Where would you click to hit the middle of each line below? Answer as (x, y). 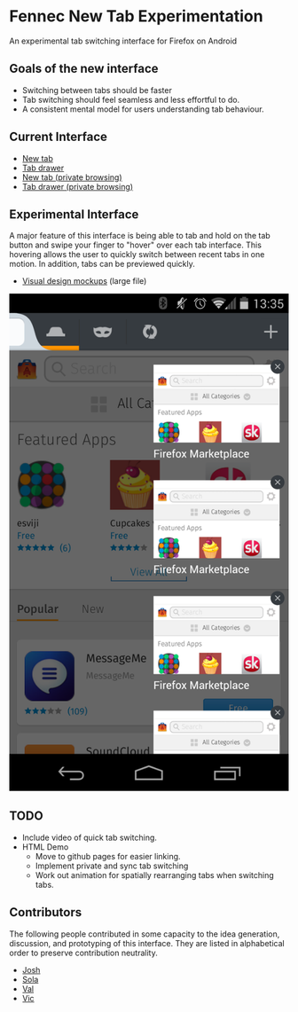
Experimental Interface (74, 214)
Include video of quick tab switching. (90, 837)
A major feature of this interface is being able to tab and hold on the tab (140, 236)
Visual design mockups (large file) (84, 281)
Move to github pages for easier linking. (108, 856)
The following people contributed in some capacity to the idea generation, (145, 934)
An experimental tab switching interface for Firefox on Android (123, 41)
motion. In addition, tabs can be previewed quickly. (102, 264)
